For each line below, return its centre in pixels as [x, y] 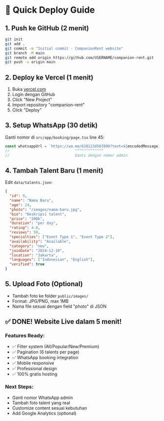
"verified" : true [27, 264]
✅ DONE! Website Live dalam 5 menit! [63, 322]
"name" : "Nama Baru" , [31, 200]
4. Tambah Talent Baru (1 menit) [54, 170]
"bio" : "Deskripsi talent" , [38, 214]
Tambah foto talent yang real [41, 403]
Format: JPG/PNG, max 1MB [40, 301]
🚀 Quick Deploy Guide [50, 10]
